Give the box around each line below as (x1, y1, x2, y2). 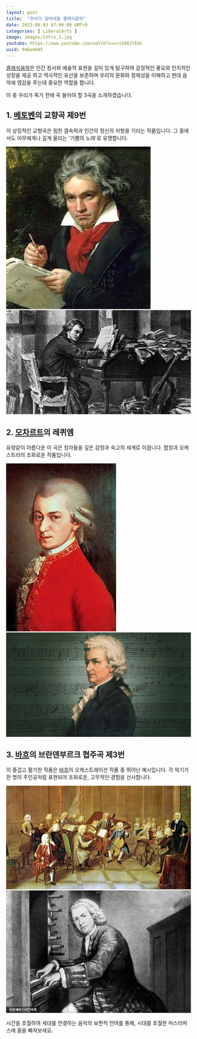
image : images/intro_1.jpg (6, 34, 72, 41)
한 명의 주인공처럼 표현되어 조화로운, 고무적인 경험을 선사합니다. (6, 774, 152, 781)
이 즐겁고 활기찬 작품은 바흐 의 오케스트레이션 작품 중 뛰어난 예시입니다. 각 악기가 (6, 766, 189, 773)
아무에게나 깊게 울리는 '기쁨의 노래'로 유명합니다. (16, 134, 128, 141)
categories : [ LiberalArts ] (6, 28, 77, 34)
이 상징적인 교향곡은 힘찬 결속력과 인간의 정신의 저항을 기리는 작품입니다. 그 (6, 127, 178, 134)
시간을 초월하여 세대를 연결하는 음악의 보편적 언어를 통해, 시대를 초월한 (6, 1020, 167, 1027)
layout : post (6, 9, 38, 15)
